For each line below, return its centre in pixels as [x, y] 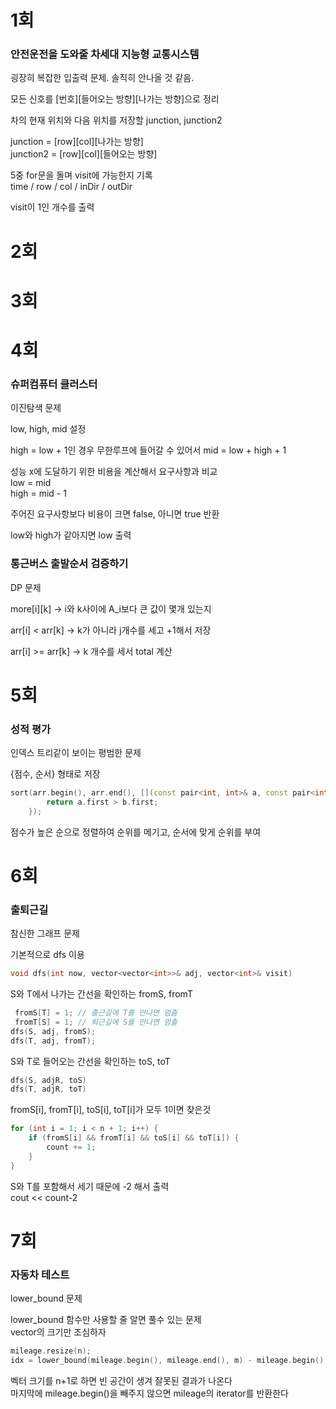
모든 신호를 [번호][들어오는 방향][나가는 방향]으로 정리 [115, 99]
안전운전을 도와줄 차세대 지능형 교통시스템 [105, 54]
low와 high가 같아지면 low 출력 [71, 535]
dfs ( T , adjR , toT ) [48, 1089]
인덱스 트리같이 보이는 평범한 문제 [76, 753]
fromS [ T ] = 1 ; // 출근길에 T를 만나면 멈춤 [96, 1013]
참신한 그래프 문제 [45, 933]
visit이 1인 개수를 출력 [52, 207]
